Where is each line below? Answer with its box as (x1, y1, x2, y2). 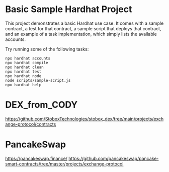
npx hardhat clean (5, 65, 44, 70)
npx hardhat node (5, 73, 42, 79)
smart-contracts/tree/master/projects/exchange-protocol (5, 160, 124, 167)
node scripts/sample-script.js (5, 78, 71, 83)
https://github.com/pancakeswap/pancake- (68, 155, 159, 161)
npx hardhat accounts (5, 55, 51, 61)
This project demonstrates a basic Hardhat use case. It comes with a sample (5, 20, 164, 26)
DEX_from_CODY (5, 99, 78, 110)
